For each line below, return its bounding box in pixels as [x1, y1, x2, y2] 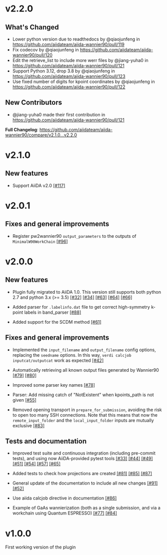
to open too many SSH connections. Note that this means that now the [12, 412, 157, 418]
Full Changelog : [5, 126, 38, 132]
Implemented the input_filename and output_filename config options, [12, 347, 156, 353]
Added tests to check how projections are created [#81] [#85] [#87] [12, 471, 152, 477]
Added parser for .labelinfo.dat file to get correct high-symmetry [12, 304, 150, 310]
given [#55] [12, 397, 36, 403]
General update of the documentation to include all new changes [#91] [12, 480, 158, 486]
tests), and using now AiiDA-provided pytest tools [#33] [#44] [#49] [12, 456, 153, 462]
